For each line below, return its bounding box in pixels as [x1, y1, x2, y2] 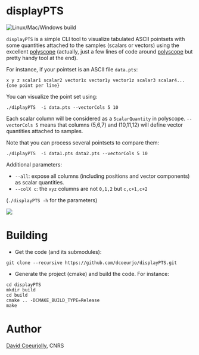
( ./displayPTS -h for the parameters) [6, 196, 98, 203]
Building [6, 229, 48, 242]
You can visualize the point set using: [6, 93, 98, 100]
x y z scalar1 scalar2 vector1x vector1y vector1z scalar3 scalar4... [6, 77, 185, 83]
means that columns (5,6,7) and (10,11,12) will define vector [39, 121, 184, 128]
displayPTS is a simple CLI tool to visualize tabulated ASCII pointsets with [6, 35, 185, 42]
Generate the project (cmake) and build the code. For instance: [14, 270, 170, 277]
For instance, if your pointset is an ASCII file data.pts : [6, 65, 138, 73]
